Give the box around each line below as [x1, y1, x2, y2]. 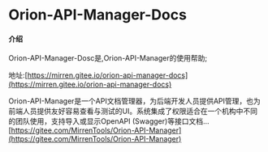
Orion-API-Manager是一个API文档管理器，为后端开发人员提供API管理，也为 [8, 96, 262, 106]
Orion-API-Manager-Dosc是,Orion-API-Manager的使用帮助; [8, 53, 208, 63]
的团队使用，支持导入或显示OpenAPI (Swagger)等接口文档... [8, 116, 210, 126]
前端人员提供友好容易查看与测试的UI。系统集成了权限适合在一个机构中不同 [8, 107, 258, 116]
